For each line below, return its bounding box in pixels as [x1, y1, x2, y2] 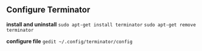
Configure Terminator [6, 5, 91, 15]
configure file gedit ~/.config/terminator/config [6, 37, 133, 44]
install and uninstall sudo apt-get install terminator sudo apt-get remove [6, 20, 197, 28]
